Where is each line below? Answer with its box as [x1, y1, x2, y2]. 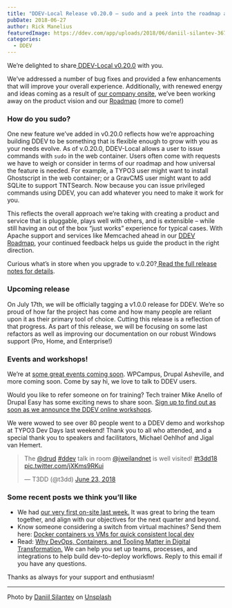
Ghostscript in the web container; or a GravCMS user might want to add [7, 174, 211, 182]
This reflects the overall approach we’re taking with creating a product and [7, 209, 220, 218]
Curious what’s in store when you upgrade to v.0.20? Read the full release [7, 260, 217, 268]
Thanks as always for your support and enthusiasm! [7, 573, 155, 582]
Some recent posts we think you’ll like [7, 492, 137, 502]
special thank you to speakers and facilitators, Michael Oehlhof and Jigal [7, 433, 214, 442]
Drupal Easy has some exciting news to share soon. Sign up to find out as [7, 397, 216, 406]
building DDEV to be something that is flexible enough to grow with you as [7, 137, 218, 145]
